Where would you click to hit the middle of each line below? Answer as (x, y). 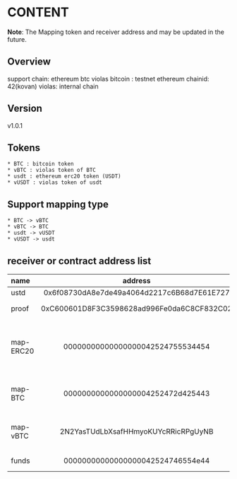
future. (17, 39)
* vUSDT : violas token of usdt (55, 183)
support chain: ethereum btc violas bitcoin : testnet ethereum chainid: (108, 79)
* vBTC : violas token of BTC (52, 171)
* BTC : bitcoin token (41, 164)
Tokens (24, 148)
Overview (29, 62)
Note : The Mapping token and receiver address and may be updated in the (116, 32)
